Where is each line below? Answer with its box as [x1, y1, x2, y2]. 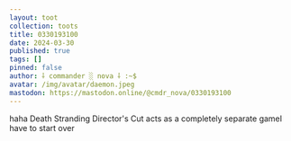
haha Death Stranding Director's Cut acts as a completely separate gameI [9, 113, 283, 124]
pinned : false [9, 64, 63, 73]
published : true [9, 47, 70, 56]
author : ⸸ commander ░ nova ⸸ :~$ [9, 72, 137, 81]
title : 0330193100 [9, 30, 78, 39]
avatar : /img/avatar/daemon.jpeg [9, 80, 135, 89]
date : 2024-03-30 [9, 38, 75, 48]
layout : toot [9, 13, 59, 22]
